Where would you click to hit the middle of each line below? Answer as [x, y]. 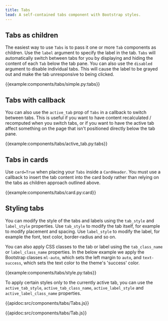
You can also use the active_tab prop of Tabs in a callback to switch [76, 113]
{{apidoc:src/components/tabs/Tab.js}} [46, 313]
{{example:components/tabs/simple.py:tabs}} [53, 84]
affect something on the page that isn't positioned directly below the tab [80, 129]
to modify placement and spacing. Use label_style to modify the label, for [83, 231]
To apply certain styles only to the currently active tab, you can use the [79, 282]
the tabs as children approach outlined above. [53, 183]
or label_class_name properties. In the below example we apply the [75, 252]
